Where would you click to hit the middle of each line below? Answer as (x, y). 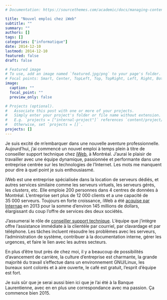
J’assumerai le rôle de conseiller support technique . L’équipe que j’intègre (81, 221)
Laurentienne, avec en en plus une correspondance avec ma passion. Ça (80, 288)
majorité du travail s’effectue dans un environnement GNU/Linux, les (75, 262)
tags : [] (14, 37)
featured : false (22, 56)
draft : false (19, 60)
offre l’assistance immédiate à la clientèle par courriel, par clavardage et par (83, 226)
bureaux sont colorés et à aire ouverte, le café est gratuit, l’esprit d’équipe (81, 267)
